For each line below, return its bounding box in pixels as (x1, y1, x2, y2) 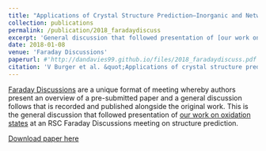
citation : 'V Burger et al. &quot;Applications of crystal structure (8, 63, 243, 71)
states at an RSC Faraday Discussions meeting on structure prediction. (8, 118, 239, 127)
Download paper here (8, 134, 79, 143)
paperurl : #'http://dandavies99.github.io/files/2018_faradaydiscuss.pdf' (8, 56, 260, 64)
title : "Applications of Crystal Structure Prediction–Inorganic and (8, 11, 243, 20)
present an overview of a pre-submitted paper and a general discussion (8, 92, 243, 103)
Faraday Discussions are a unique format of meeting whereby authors (8, 85, 236, 94)
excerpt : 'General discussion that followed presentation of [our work (8, 33, 249, 42)
